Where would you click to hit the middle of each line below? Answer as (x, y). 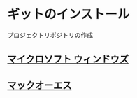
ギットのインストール (68, 14)
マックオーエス (39, 85)
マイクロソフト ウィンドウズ (68, 59)
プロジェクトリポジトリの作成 (50, 35)
